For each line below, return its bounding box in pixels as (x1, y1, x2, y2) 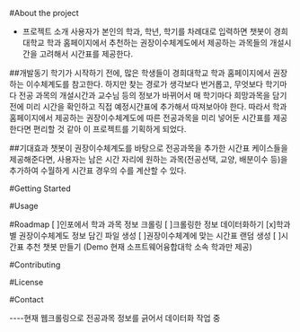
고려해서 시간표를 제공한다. (39, 48, 133, 59)
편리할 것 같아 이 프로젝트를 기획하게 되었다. (32, 124, 187, 134)
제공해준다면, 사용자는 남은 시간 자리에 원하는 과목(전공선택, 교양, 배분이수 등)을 (9, 154, 288, 164)
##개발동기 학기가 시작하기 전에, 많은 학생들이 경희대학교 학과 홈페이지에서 (9, 67, 271, 78)
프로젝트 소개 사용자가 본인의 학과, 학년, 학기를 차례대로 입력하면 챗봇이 (22, 26, 272, 37)
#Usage (9, 201, 39, 211)
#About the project (9, 8, 79, 18)
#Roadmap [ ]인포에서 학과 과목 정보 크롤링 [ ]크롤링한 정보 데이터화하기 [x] (9, 219, 277, 230)
